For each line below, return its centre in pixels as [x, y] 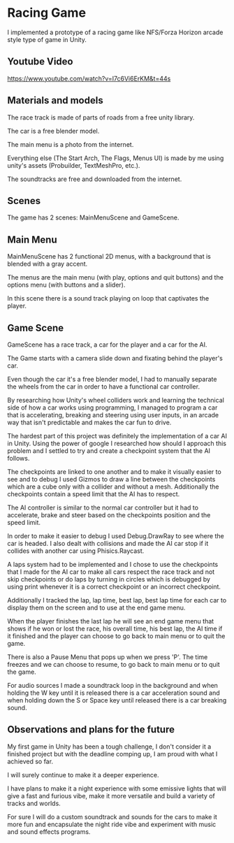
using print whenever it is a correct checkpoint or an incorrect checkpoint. [114, 586]
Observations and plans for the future [91, 729]
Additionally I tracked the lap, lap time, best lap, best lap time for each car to [117, 600]
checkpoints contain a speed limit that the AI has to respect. [94, 494]
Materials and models [55, 100]
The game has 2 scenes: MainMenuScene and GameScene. [93, 217]
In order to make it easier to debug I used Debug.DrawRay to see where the [116, 536]
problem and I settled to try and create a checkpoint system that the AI [109, 451]
